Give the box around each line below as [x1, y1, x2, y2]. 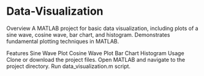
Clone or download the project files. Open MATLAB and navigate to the [6, 56, 186, 63]
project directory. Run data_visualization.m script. [6, 63, 130, 70]
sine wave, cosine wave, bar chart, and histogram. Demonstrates [6, 31, 170, 38]
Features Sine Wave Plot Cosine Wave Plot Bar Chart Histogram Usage [6, 49, 185, 56]
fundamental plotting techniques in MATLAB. [6, 37, 119, 45]
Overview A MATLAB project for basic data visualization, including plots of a [6, 25, 198, 32]
